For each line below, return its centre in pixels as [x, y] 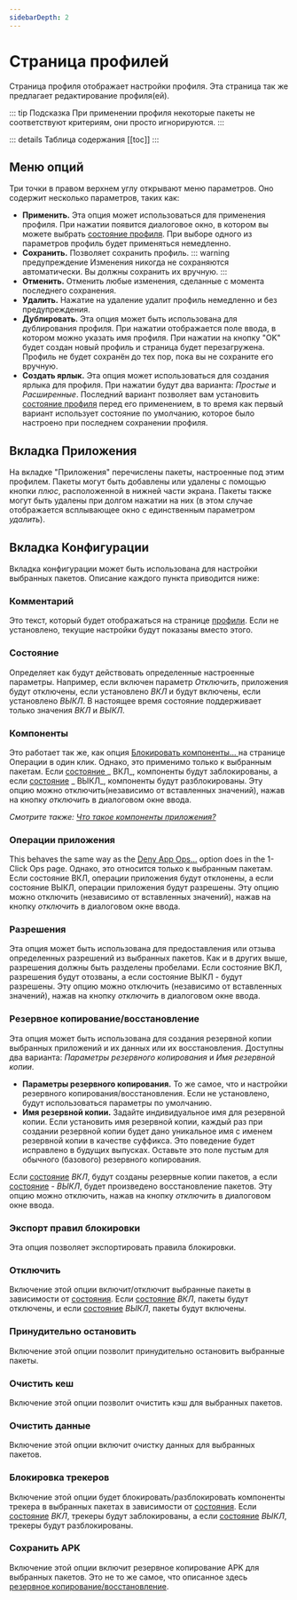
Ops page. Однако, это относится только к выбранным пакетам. [151, 869]
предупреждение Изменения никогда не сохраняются [125, 262]
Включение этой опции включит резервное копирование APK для [134, 1567]
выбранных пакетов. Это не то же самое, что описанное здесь [129, 1577]
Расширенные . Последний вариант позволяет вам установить [141, 394]
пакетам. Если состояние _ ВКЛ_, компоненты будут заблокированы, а [144, 771]
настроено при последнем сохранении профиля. [115, 423]
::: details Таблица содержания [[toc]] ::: [84, 139]
